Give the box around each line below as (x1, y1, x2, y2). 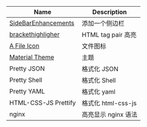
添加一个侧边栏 (81, 19, 125, 27)
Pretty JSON (9, 64, 46, 72)
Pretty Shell (9, 76, 43, 84)
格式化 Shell (81, 76, 116, 84)
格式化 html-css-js (81, 99, 137, 107)
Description (92, 8, 128, 16)
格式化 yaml (81, 88, 115, 96)
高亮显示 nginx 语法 (81, 111, 138, 118)
